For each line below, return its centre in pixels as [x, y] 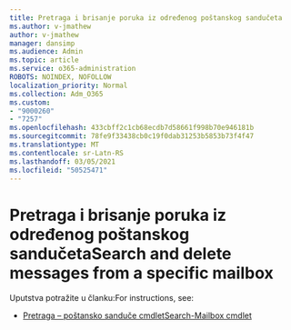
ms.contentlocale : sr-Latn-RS [67, 153]
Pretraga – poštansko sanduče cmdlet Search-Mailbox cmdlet [137, 315]
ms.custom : [30, 102]
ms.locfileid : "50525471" [58, 170]
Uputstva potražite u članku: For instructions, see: [101, 298]
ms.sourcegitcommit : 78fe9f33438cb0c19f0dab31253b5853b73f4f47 [132, 136]
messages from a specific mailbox [142, 273]
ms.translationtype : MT [55, 145]
